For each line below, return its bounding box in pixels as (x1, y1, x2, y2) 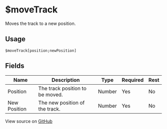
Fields (5, 62, 25, 70)
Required (121, 76, 144, 83)
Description (51, 76, 80, 83)
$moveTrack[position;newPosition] (5, 48, 77, 53)
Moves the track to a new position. (5, 20, 76, 26)
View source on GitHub (5, 118, 53, 124)
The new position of (38, 99, 85, 106)
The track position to (38, 85, 87, 92)
